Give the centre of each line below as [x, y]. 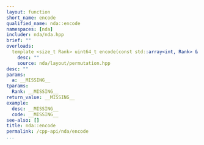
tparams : [17, 86]
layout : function [28, 12]
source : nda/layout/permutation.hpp [64, 63]
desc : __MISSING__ [35, 109]
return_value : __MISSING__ [41, 97]
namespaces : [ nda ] [30, 29]
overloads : [20, 46]
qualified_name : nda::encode [43, 23]
